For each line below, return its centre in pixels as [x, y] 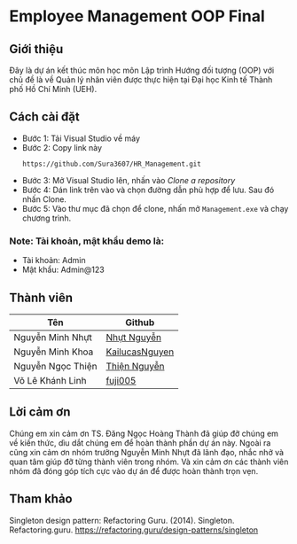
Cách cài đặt [44, 117]
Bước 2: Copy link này [62, 147]
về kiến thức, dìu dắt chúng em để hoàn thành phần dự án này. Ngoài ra [140, 443]
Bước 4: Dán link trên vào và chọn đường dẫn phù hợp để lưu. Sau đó [148, 190]
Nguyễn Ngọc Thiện [55, 366]
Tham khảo [41, 499]
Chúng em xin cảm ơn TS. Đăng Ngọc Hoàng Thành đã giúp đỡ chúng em [144, 433]
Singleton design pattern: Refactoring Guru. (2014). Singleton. [122, 520]
